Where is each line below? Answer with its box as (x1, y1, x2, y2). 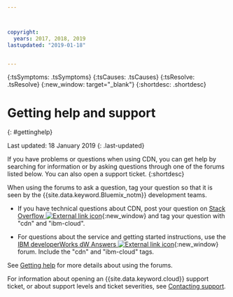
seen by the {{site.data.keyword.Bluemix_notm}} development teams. (7, 191, 208, 199)
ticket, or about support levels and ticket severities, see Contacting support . (7, 282, 226, 291)
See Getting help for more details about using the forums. (7, 261, 173, 270)
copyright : (7, 29, 39, 36)
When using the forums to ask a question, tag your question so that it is (7, 183, 213, 192)
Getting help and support (7, 105, 156, 121)
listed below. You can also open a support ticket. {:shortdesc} (7, 170, 185, 178)
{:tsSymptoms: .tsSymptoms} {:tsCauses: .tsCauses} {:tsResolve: (7, 73, 195, 81)
